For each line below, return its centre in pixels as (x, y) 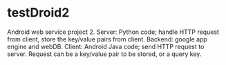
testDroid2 (38, 13)
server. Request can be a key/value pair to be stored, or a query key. (104, 54)
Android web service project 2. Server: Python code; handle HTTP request (113, 32)
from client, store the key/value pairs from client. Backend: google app (107, 39)
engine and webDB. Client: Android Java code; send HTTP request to (106, 46)
